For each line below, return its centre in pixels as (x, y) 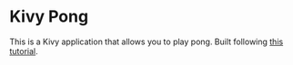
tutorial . (24, 51)
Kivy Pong (49, 17)
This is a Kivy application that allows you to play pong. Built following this (146, 42)
